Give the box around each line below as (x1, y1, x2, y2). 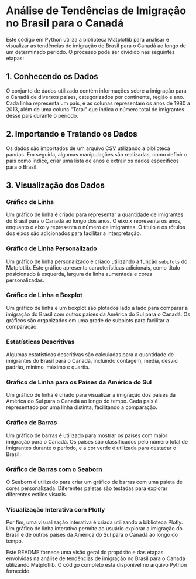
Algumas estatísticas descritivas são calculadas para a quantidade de (6, 351, 174, 358)
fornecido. (6, 567, 31, 575)
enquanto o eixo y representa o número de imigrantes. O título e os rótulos (6, 224, 185, 231)
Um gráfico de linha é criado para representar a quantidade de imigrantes (6, 211, 184, 218)
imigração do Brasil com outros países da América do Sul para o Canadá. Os (6, 311, 191, 318)
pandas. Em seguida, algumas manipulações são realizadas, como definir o (6, 151, 188, 158)
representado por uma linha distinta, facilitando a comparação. (6, 404, 158, 411)
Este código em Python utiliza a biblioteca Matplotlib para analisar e (6, 36, 170, 43)
